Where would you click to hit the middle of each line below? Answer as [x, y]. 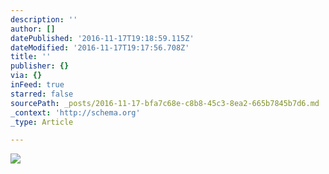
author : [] [33, 29]
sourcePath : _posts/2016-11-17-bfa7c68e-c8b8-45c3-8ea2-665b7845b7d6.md [165, 103]
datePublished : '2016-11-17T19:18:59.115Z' [102, 38]
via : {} [26, 76]
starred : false [42, 94]
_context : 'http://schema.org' [75, 112]
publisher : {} [40, 66]
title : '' [31, 57]
